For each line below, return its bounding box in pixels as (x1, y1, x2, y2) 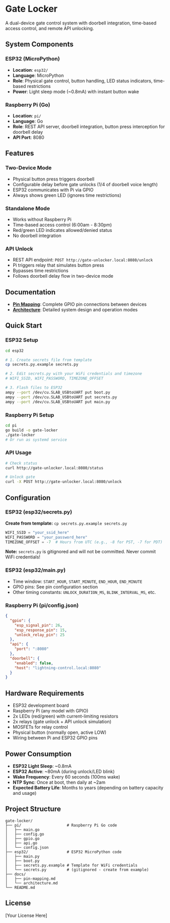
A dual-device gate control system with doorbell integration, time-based (5, 20, 157, 26)
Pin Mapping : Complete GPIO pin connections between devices (12, 301, 147, 308)
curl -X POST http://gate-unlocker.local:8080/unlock (5, 479, 122, 485)
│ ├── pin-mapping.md (5, 876, 56, 881)
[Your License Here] (5, 912, 47, 918)
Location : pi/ (12, 112, 42, 118)
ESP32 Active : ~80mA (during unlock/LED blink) (12, 768, 115, 775)
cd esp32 (5, 348, 24, 353)
